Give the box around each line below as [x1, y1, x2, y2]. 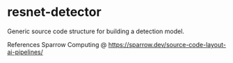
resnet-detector [7, 4, 102, 20]
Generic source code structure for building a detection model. [7, 27, 184, 35]
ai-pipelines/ [7, 48, 44, 56]
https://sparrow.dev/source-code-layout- [108, 40, 226, 48]
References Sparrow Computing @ [7, 40, 107, 48]
